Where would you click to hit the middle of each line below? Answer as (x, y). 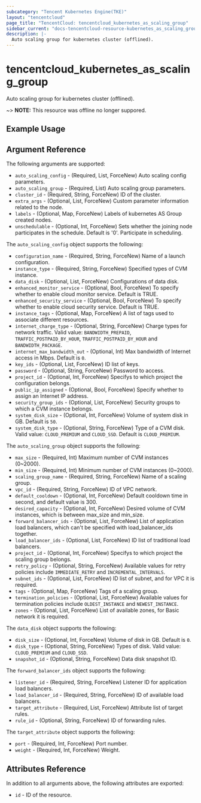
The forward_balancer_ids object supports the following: (76, 671)
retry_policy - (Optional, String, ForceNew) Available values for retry (100, 566)
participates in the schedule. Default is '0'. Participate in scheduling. (99, 233)
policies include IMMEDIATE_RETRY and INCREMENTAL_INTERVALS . (90, 572)
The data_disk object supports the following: (61, 628)
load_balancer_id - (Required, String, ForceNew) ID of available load (99, 695)
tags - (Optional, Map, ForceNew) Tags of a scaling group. (87, 591)
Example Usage (36, 129)
